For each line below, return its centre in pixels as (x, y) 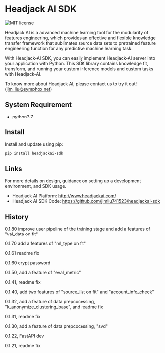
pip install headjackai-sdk (34, 153)
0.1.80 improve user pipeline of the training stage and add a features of (78, 229)
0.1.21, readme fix (23, 346)
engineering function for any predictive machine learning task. (69, 48)
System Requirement (39, 105)
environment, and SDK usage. (36, 186)
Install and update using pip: (34, 144)
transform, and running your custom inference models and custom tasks (79, 69)
